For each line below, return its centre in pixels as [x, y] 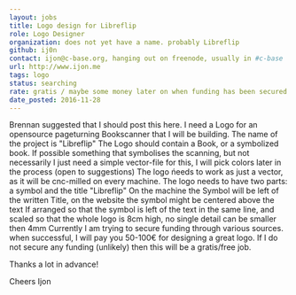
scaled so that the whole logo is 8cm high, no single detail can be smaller [143, 219]
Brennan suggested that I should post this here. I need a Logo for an [134, 125]
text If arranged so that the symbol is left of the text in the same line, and [142, 210]
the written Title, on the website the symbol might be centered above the [142, 200]
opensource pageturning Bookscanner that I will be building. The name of [144, 135]
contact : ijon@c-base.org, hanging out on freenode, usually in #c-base [146, 58]
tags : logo [29, 75]
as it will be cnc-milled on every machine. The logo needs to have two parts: [148, 182]
